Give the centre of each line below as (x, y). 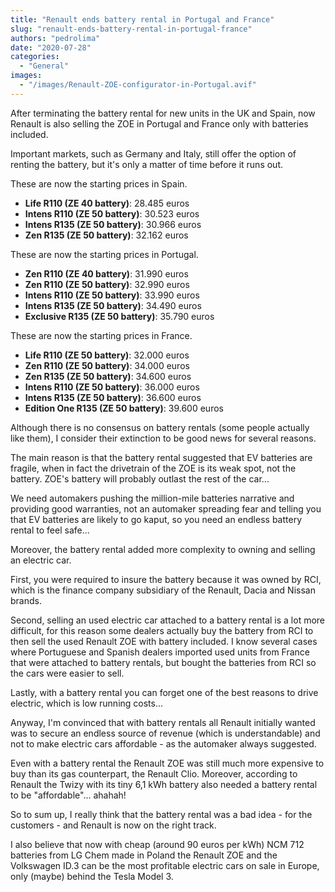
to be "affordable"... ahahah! (68, 795)
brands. (26, 600)
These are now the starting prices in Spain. (99, 183)
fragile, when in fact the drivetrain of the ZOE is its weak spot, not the (153, 468)
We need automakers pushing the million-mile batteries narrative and (152, 498)
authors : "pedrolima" (55, 38)
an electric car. (41, 560)
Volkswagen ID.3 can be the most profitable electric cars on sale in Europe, (165, 865)
